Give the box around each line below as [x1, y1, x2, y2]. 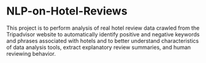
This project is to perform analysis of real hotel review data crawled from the [6, 24, 200, 31]
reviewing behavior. [6, 50, 56, 57]
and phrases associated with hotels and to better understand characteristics [6, 37, 199, 44]
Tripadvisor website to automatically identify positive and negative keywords [6, 30, 200, 38]
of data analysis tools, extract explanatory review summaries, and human [6, 44, 191, 51]
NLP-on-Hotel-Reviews [6, 4, 128, 18]
